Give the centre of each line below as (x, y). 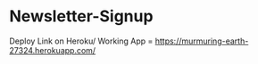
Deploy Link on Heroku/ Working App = (81, 41)
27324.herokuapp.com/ (53, 50)
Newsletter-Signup (81, 16)
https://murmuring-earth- (202, 41)
